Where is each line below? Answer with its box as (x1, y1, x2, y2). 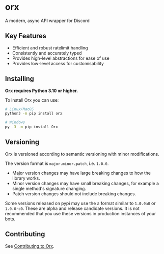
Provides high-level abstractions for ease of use (12, 55, 109, 61)
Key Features (5, 32, 47, 40)
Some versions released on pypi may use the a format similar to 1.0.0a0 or (5, 200, 156, 206)
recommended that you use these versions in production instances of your (5, 210, 156, 216)
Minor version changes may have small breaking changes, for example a (12, 180, 159, 186)
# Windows (5, 120, 26, 125)
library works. (12, 175, 40, 181)
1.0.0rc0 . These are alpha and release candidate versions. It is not (5, 205, 140, 211)
